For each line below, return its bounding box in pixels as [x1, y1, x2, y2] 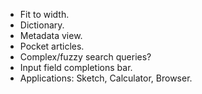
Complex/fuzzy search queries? [19, 51, 152, 63]
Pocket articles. [19, 40, 85, 52]
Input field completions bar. [19, 62, 133, 73]
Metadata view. [19, 30, 83, 41]
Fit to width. [19, 9, 70, 20]
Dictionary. [19, 19, 65, 31]
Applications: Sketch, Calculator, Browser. [19, 72, 193, 84]
